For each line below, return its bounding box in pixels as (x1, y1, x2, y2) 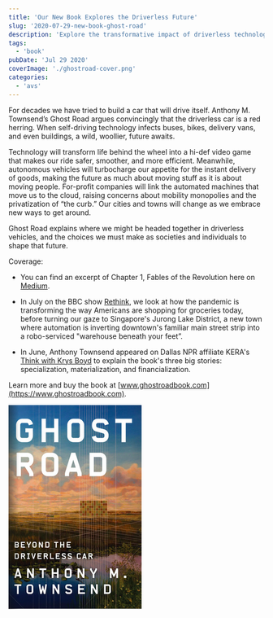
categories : (8, 73, 49, 81)
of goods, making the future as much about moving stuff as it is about (8, 173, 242, 182)
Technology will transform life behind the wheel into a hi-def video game (8, 147, 252, 156)
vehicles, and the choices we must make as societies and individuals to (8, 232, 247, 242)
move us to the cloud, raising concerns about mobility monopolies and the (8, 190, 257, 199)
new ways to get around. (8, 208, 92, 217)
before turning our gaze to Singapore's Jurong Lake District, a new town (19, 313, 262, 323)
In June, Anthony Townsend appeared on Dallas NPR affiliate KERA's (19, 347, 250, 357)
